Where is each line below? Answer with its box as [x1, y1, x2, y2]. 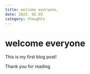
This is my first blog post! [5, 54, 57, 60]
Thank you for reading [5, 64, 50, 70]
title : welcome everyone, [5, 7, 58, 12]
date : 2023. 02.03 [5, 12, 43, 17]
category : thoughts [5, 16, 45, 21]
